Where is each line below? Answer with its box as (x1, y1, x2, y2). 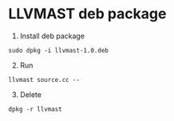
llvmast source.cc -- (8, 76, 81, 84)
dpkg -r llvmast (8, 105, 62, 113)
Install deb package (19, 31, 85, 41)
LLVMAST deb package (8, 5, 167, 23)
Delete (19, 89, 42, 100)
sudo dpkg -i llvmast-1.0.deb (8, 46, 109, 54)
